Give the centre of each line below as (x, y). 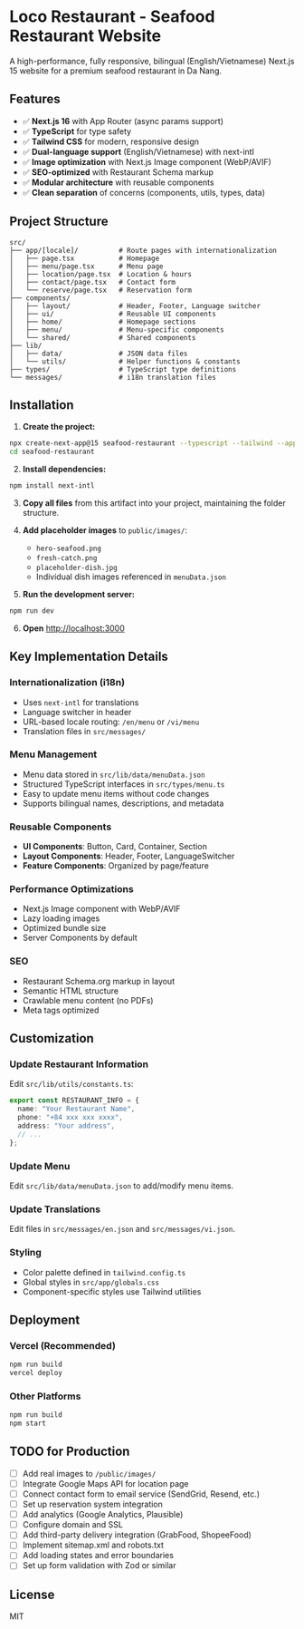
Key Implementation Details (89, 657)
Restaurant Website (85, 36)
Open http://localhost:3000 (73, 628)
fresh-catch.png (66, 558)
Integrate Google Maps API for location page (105, 1483)
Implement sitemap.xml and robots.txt (93, 1545)
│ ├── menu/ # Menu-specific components (117, 330)
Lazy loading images (61, 918)
